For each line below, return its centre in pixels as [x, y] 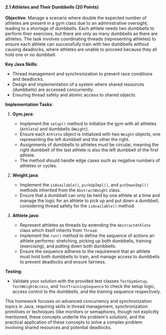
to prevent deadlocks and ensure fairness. [63, 262]
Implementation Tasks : [29, 104]
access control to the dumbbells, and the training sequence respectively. [86, 291]
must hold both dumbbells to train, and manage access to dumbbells [90, 257]
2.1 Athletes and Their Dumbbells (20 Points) [52, 7]
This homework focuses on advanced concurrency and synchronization [79, 301]
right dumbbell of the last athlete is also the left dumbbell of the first [89, 150]
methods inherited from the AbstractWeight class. [70, 190]
